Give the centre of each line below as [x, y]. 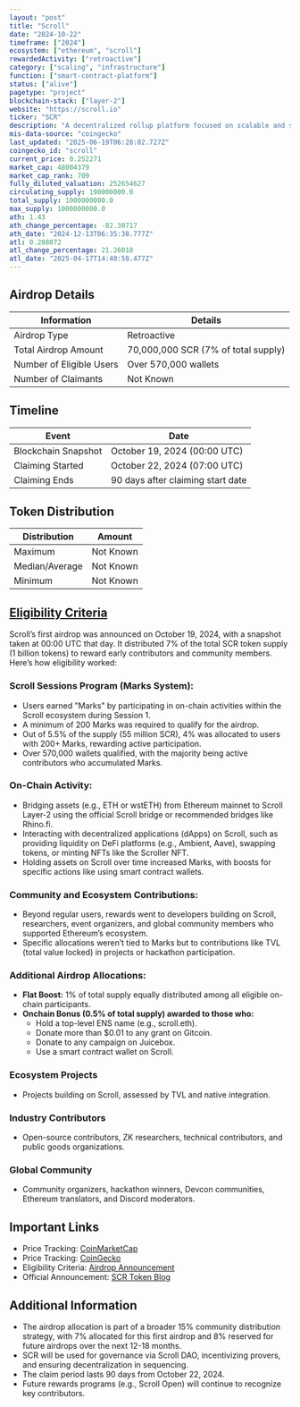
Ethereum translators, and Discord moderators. [108, 1199]
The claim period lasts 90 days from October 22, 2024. [123, 1374]
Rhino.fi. [37, 824]
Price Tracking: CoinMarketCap [80, 1249]
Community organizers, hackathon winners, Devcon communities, [143, 1190]
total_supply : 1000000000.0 [62, 201]
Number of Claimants [58, 378]
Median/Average [48, 566]
